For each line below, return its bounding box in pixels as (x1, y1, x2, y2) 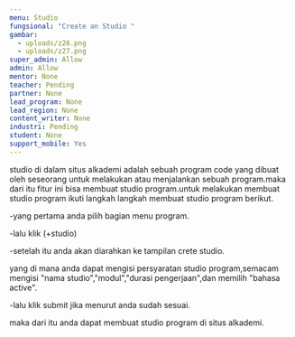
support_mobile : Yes (9, 139, 88, 148)
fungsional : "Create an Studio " (9, 22, 135, 31)
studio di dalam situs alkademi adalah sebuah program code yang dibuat (9, 164, 280, 174)
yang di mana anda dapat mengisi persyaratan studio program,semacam (9, 263, 280, 274)
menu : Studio (9, 13, 59, 23)
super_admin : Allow (9, 55, 83, 64)
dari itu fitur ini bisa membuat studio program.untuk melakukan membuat (9, 183, 281, 194)
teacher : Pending (9, 80, 75, 89)
